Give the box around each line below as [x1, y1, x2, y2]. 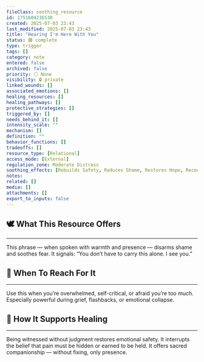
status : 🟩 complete [6, 37, 58, 43]
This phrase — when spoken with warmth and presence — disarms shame [6, 244, 192, 251]
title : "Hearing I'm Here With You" [6, 32, 99, 38]
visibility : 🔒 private [6, 77, 64, 83]
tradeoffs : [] [6, 144, 42, 151]
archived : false [6, 65, 47, 72]
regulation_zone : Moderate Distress [6, 162, 99, 168]
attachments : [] [6, 190, 47, 196]
